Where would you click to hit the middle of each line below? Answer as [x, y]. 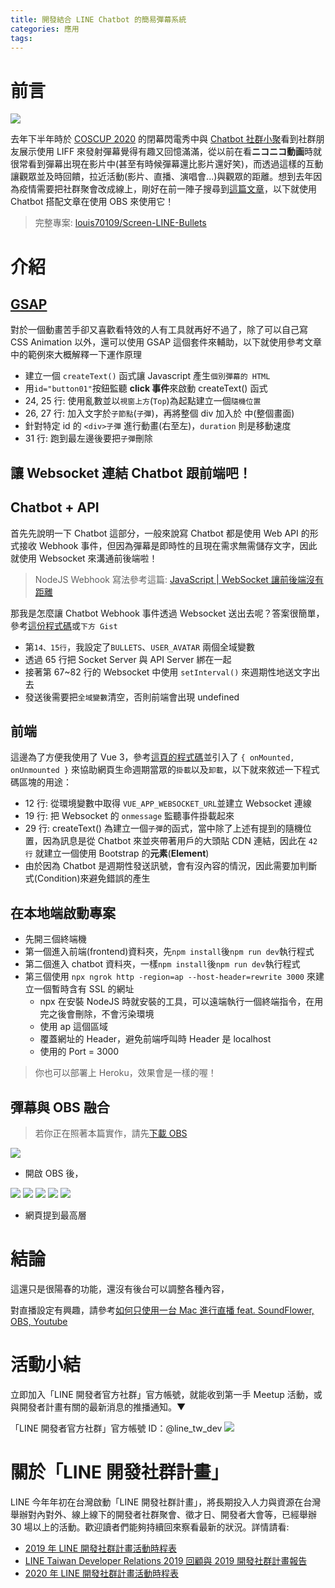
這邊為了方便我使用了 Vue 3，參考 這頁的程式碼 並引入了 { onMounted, [152, 757]
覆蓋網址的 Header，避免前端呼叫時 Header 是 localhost [155, 1039]
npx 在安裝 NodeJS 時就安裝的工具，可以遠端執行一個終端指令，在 [177, 1002]
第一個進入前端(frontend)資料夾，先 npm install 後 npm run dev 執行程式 [169, 952]
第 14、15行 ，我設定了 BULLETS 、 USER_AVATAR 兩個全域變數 [140, 647]
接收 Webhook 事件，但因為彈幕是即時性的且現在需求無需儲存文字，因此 [168, 545]
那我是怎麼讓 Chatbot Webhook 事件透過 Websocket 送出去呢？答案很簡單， [167, 613]
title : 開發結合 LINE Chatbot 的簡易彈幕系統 [98, 19]
